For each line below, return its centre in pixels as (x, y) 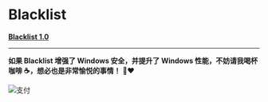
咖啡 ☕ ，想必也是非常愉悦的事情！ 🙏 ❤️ (71, 70)
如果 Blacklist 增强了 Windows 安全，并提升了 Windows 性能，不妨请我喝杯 (133, 61)
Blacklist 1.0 (29, 37)
